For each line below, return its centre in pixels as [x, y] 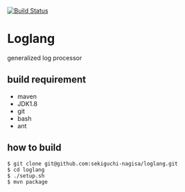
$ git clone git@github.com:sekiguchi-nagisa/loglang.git [92, 164]
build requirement [47, 80]
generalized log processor [45, 58]
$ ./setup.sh [26, 176]
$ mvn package [28, 182]
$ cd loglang [26, 170]
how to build [34, 148]
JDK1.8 [27, 103]
